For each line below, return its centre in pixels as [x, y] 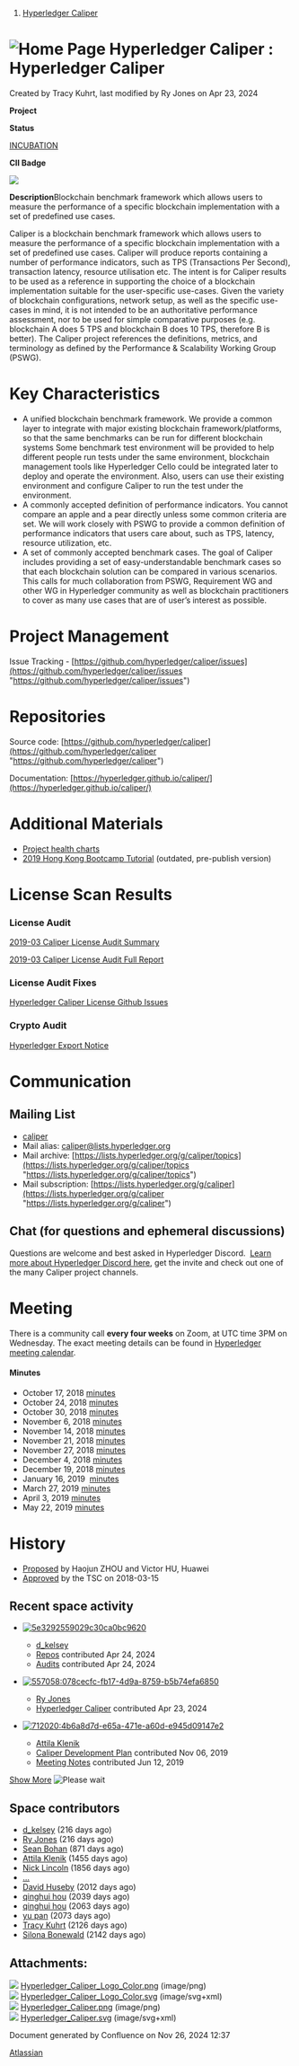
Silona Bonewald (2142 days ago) [84, 1935]
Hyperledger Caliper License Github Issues [89, 1002]
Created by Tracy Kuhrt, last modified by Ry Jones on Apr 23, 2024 [134, 93]
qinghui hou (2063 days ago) [76, 1906]
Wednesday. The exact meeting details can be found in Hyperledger [136, 1343]
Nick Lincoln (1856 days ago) [76, 1868]
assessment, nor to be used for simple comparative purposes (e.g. [132, 319]
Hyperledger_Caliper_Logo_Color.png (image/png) [113, 1986]
